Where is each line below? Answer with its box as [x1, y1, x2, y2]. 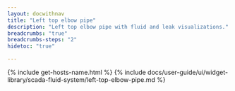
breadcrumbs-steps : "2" [7, 36, 78, 43]
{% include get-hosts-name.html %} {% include [7, 68, 146, 76]
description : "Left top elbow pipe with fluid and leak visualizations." [7, 23, 229, 30]
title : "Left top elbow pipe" [7, 17, 97, 24]
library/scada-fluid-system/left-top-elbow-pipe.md [7, 76, 155, 84]
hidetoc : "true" [7, 43, 55, 50]
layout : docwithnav [7, 10, 65, 17]
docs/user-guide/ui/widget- [147, 68, 228, 76]
